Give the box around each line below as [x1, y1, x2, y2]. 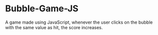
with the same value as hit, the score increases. [5, 24, 103, 30]
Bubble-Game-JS [5, 3, 79, 14]
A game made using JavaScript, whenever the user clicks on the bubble [5, 19, 153, 25]
